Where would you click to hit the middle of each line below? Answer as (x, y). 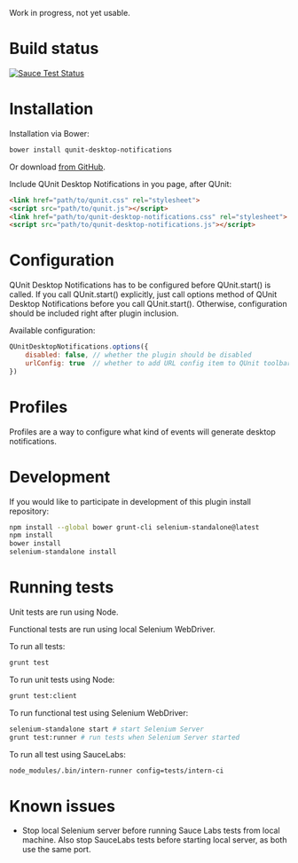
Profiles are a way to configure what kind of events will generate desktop (143, 431)
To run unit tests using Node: (62, 679)
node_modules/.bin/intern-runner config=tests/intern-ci (117, 771)
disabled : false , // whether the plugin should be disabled (138, 355)
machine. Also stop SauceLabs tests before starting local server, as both (154, 840)
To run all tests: (37, 646)
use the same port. (56, 850)
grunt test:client (43, 695)
